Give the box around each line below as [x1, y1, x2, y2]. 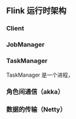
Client [6, 24, 24, 33]
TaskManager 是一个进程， [6, 71, 74, 79]
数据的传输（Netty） [6, 105, 66, 114]
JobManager [6, 40, 45, 49]
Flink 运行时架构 [6, 5, 66, 16]
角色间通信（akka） [6, 88, 65, 96]
